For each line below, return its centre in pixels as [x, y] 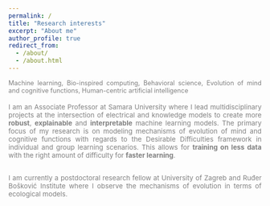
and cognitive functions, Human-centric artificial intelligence [98, 91]
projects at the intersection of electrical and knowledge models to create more [135, 115]
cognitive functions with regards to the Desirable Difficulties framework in [135, 139]
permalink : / [30, 16]
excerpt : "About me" [43, 31]
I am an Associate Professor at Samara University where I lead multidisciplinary [135, 107]
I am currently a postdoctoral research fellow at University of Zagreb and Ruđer [135, 178]
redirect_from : [34, 46]
